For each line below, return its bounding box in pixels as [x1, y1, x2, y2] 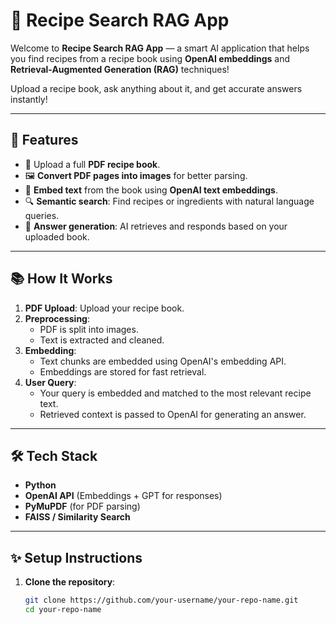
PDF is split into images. [39, 323, 139, 335]
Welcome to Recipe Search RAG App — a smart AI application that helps [10, 42, 310, 54]
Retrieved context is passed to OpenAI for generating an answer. [39, 408, 307, 420]
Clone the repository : [24, 576, 116, 588]
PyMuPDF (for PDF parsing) [24, 500, 141, 513]
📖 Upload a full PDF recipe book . [24, 158, 161, 170]
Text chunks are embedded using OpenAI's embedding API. [39, 355, 287, 367]
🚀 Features [10, 132, 79, 149]
